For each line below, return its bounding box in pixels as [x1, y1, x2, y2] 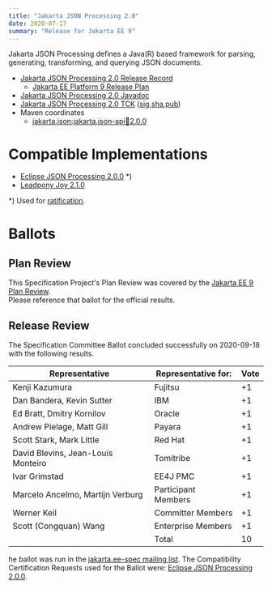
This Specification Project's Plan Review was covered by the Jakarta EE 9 [8, 278, 254, 288]
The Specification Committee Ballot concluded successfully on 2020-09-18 [8, 340, 261, 350]
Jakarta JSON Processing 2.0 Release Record [19, 74, 173, 83]
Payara [154, 421, 181, 433]
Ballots [8, 224, 56, 243]
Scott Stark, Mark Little [12, 434, 100, 446]
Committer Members [154, 507, 233, 519]
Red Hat [154, 434, 185, 446]
